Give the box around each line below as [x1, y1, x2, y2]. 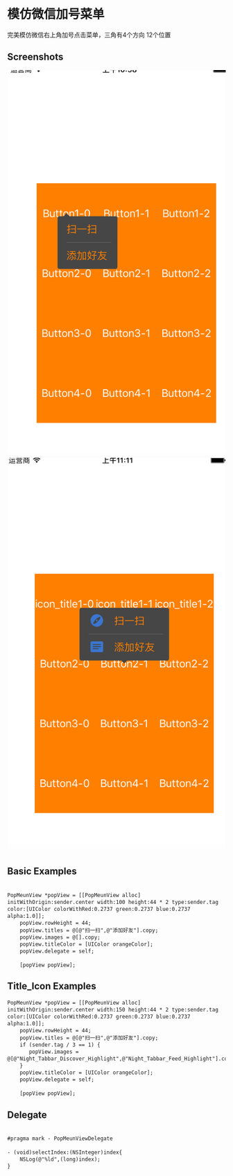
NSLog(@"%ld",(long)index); [19, 1156, 101, 1163]
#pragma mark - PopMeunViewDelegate [7, 1135, 113, 1142]
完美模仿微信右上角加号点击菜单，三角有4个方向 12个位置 [7, 31, 171, 39]
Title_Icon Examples [7, 980, 96, 992]
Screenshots [7, 51, 64, 63]
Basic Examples [7, 865, 78, 878]
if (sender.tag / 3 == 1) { [19, 1041, 101, 1048]
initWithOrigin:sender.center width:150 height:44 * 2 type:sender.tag [7, 1007, 218, 1014]
